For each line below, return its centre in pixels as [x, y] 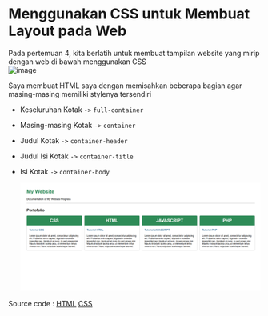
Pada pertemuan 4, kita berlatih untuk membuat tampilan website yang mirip [134, 53]
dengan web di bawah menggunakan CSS [77, 62]
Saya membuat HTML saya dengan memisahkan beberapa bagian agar [125, 86]
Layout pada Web [68, 31]
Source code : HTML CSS [50, 303]
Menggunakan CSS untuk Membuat [129, 14]
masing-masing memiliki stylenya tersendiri [80, 94]
